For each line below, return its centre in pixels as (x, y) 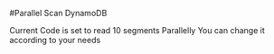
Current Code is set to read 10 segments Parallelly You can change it (137, 30)
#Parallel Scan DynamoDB (58, 13)
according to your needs (55, 40)
